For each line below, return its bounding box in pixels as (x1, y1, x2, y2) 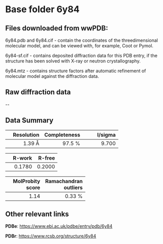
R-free (38, 154, 55, 161)
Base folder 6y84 (5, 4, 80, 15)
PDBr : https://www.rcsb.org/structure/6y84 (5, 233, 96, 239)
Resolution (13, 131, 40, 138)
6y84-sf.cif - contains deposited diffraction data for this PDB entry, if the (5, 52, 157, 58)
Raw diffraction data (5, 88, 71, 97)
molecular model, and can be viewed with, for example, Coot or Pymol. (5, 43, 154, 49)
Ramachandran (45, 177, 83, 185)
